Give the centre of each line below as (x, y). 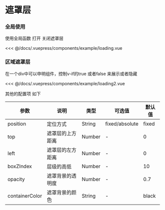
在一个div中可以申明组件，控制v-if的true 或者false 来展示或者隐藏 (71, 73)
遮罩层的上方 (61, 133)
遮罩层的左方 (61, 150)
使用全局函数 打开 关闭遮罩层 (34, 38)
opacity (16, 179)
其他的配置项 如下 (23, 94)
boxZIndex (20, 166)
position (17, 124)
